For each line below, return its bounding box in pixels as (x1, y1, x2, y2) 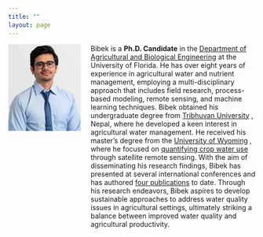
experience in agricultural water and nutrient (90, 69, 235, 78)
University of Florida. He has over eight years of (90, 60, 246, 70)
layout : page (8, 20, 51, 29)
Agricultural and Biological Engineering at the (90, 52, 237, 61)
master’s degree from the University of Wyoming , (90, 135, 253, 145)
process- (214, 85, 245, 94)
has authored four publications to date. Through (90, 177, 246, 187)
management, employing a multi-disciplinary (90, 77, 235, 87)
